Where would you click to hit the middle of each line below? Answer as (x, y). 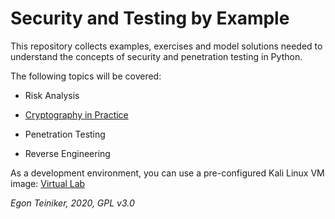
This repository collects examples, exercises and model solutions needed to (166, 46)
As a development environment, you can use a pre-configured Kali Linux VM (167, 173)
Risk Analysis (52, 95)
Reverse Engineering (67, 153)
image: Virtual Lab (48, 183)
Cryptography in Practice (76, 114)
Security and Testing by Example (150, 18)
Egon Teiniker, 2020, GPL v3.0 (72, 203)
